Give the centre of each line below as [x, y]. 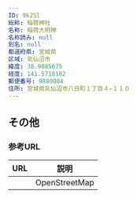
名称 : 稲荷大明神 [32, 30]
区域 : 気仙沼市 [30, 60]
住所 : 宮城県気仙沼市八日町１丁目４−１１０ [69, 88]
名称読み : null [31, 37]
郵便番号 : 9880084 [36, 81]
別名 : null [25, 45]
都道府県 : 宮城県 [32, 52]
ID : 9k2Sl [24, 15]
